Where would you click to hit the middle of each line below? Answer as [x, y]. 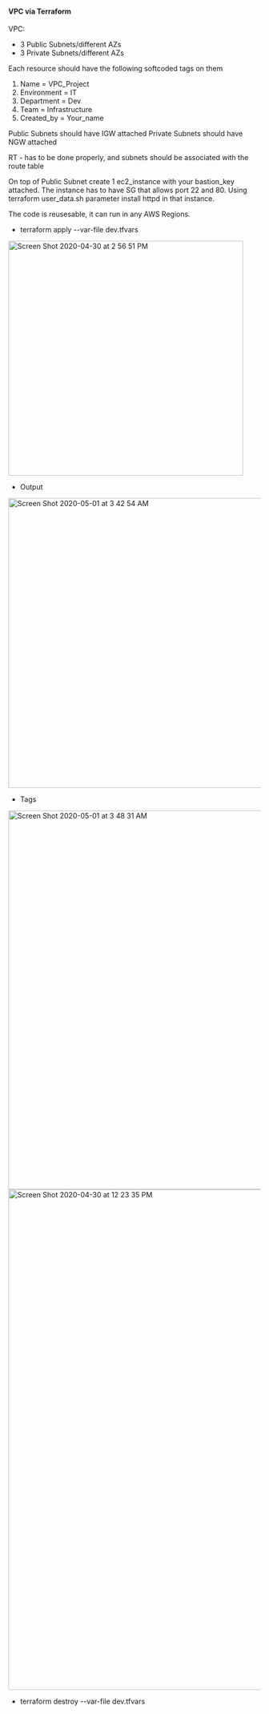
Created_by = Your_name [62, 118]
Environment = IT [48, 93]
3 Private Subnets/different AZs [72, 53]
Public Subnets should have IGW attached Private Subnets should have [126, 134]
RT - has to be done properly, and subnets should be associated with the [128, 158]
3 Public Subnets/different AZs [70, 45]
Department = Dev [50, 101]
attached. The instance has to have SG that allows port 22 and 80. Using [128, 190]
